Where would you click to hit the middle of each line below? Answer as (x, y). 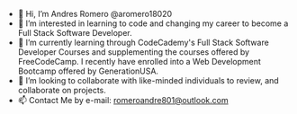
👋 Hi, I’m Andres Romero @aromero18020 (95, 14)
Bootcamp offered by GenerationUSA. (88, 71)
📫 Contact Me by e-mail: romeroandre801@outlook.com (123, 100)
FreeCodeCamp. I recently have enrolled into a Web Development (139, 61)
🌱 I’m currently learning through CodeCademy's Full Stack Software (144, 42)
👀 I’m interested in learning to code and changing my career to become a (153, 23)
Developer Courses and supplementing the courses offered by (134, 52)
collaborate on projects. (62, 90)
